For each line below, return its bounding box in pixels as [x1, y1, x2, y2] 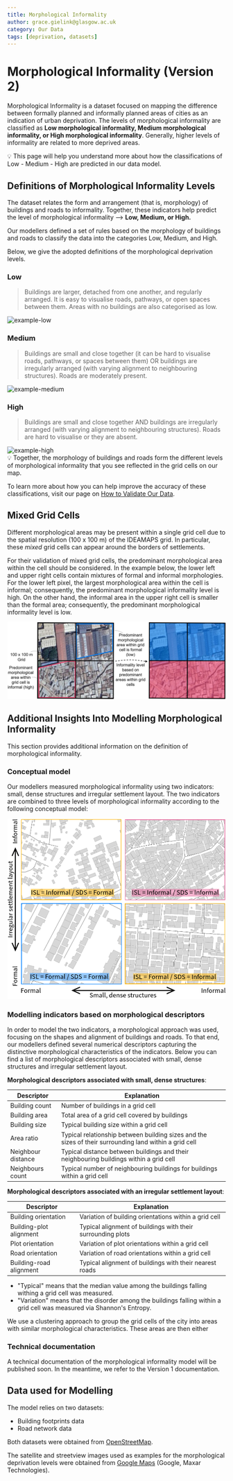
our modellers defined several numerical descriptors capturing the [7, 1040, 197, 1048]
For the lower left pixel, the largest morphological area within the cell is [7, 578, 209, 587]
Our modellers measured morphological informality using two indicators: [7, 782, 214, 791]
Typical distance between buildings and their [61, 1147, 189, 1155]
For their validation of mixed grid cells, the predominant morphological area [7, 556, 223, 564]
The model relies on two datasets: [7, 1403, 104, 1412]
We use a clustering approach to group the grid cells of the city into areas [7, 1316, 218, 1325]
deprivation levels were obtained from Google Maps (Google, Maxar [7, 1458, 201, 1466]
